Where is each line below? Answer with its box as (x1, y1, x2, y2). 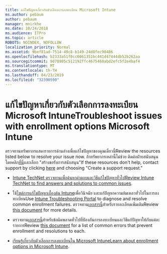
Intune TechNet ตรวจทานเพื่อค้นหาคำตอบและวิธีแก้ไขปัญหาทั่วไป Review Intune (12, 174, 154, 181)
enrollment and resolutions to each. (12, 228, 86, 234)
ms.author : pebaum (5, 12, 44, 17)
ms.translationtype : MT (5, 63, 55, 68)
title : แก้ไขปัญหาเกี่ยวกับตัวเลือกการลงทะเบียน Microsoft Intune (5, 7, 116, 13)
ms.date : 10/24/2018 (5, 26, 49, 31)
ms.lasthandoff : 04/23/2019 (5, 73, 64, 78)
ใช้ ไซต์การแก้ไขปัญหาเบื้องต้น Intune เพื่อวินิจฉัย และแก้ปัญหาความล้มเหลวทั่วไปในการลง (12, 190, 159, 196)
